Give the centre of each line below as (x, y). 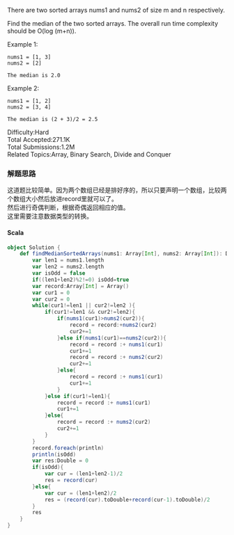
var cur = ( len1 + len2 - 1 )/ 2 (84, 474)
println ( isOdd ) (54, 454)
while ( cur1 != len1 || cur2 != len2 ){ (84, 305)
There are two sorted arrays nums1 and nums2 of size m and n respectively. (116, 10)
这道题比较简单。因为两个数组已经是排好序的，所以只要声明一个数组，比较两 (117, 190)
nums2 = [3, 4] (29, 107)
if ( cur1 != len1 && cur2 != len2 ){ (90, 312)
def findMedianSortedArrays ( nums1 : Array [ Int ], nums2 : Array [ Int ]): (121, 254)
